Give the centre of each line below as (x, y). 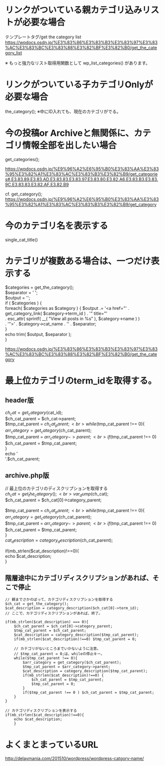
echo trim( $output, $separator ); (38, 334)
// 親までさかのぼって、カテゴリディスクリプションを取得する (59, 600)
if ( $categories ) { (24, 303)
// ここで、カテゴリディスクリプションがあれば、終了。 (54, 614)
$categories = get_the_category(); (40, 287)
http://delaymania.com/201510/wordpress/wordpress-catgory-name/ (75, 759)
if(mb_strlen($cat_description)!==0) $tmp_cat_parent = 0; (75, 639)
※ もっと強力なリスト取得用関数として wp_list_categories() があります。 (78, 63)
